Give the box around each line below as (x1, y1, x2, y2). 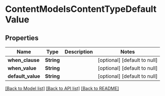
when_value (7, 65, 36, 71)
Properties (5, 34, 39, 42)
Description (64, 48, 93, 55)
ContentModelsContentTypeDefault (5, 3, 157, 15)
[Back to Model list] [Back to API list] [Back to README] (5, 86, 119, 91)
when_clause (7, 57, 40, 63)
